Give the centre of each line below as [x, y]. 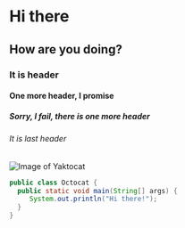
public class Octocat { [54, 183]
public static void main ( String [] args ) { [97, 191]
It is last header [38, 139]
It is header [34, 75]
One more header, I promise [62, 96]
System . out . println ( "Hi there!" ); [93, 199]
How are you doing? [66, 49]
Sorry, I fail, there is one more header [80, 116]
